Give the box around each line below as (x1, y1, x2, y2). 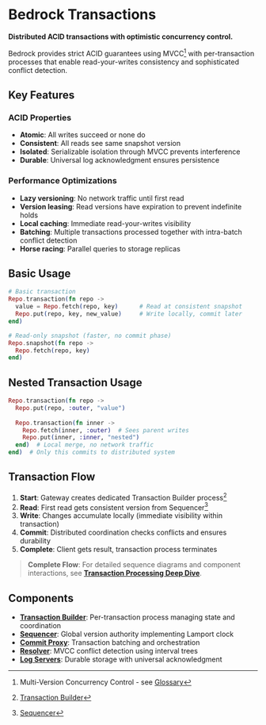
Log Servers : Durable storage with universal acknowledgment (19, 654, 223, 664)
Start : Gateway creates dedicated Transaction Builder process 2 (19, 491, 227, 502)
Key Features (8, 88, 75, 102)
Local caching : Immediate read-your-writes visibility (19, 218, 192, 228)
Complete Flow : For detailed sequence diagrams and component (27, 560, 241, 570)
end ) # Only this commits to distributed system (8, 448, 176, 457)
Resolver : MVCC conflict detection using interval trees (19, 646, 198, 656)
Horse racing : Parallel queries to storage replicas (19, 244, 180, 253)
